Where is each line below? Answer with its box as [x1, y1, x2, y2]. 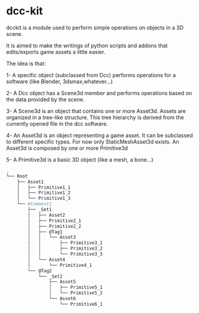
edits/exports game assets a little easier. [6, 48, 106, 55]
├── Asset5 [48, 279, 76, 285]
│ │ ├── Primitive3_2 [27, 245, 103, 252]
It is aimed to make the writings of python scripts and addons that [6, 42, 168, 49]
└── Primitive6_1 [59, 301, 103, 307]
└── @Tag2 [27, 268, 52, 274]
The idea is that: [6, 60, 46, 67]
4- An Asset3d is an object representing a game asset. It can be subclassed [6, 132, 193, 139]
